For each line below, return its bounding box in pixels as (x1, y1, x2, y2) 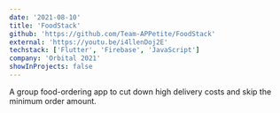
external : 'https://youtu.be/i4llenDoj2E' (9, 37, 168, 47)
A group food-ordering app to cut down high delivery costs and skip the (9, 86, 272, 97)
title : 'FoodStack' (9, 21, 82, 30)
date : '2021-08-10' (9, 12, 82, 22)
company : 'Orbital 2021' (9, 54, 101, 63)
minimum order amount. (9, 95, 97, 106)
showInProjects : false (9, 63, 93, 72)
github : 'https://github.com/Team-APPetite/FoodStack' (9, 29, 216, 38)
